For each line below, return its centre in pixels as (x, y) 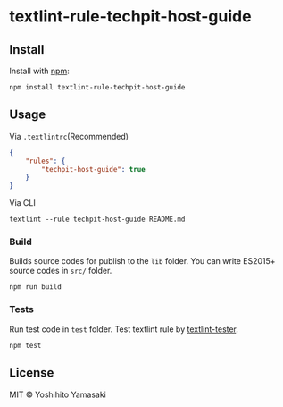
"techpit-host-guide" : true (93, 169)
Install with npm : (39, 71)
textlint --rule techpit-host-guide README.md (97, 220)
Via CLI (22, 203)
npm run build (36, 287)
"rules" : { (46, 161)
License (32, 373)
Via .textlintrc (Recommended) (69, 136)
